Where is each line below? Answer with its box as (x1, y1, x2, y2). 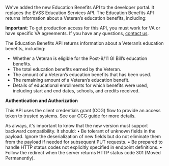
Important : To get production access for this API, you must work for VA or (5, 25, 160, 31)
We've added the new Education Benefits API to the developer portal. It (5, 5, 154, 10)
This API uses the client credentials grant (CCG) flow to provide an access (5, 108, 161, 113)
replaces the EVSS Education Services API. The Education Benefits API (5, 10, 154, 16)
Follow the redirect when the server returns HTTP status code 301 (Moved (5, 150, 161, 155)
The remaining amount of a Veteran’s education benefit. (12, 77, 130, 83)
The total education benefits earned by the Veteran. (12, 66, 121, 72)
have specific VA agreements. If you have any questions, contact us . (5, 30, 149, 36)
